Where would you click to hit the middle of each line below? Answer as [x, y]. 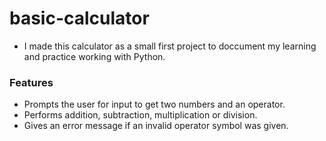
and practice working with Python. [94, 56]
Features [31, 82]
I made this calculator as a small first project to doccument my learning [170, 46]
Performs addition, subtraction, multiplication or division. [140, 115]
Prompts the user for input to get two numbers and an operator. [154, 104]
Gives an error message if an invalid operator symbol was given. [156, 126]
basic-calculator [79, 18]
